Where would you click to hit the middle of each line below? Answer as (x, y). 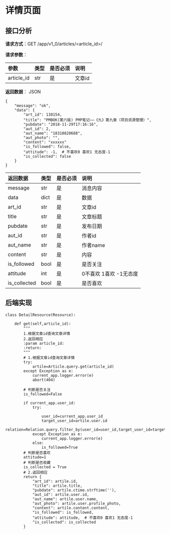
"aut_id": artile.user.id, (61, 494)
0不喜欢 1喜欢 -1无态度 (110, 274)
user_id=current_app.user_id (72, 416)
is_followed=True (60, 447)
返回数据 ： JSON (23, 92)
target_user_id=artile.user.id (74, 421)
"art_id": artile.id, (55, 481)
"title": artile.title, (57, 486)
